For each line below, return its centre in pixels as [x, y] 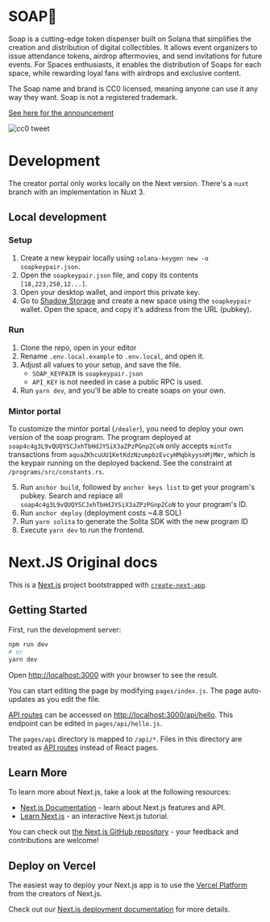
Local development [58, 217]
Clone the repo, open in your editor [78, 347]
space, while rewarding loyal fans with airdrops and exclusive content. [125, 73]
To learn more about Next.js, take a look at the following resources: [120, 792]
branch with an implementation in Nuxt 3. [77, 192]
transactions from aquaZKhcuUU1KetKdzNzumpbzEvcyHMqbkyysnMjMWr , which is [132, 455]
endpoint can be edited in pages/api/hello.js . [85, 723]
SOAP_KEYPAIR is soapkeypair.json [87, 373]
